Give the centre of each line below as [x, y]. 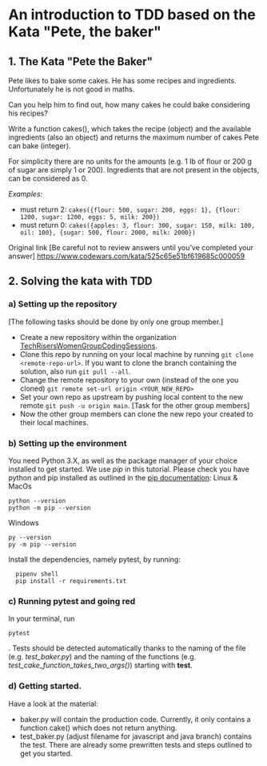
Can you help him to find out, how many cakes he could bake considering [129, 105]
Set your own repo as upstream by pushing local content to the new [132, 397]
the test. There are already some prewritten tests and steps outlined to [136, 744]
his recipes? [28, 113]
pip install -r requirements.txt [71, 581]
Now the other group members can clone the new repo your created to [136, 414]
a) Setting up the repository [63, 304]
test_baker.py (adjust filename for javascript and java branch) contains [135, 736]
